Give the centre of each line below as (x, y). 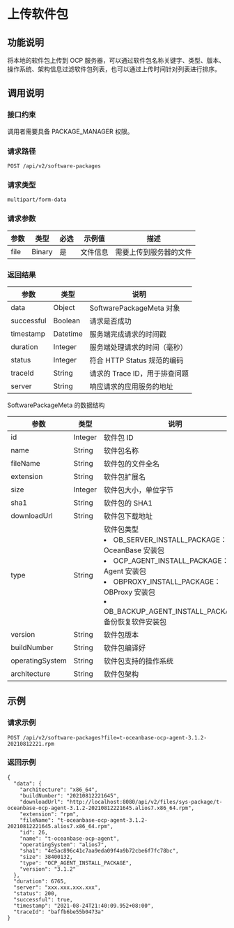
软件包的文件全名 (132, 464)
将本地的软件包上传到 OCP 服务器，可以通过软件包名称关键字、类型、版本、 (116, 60)
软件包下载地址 (128, 516)
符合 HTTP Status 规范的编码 (136, 360)
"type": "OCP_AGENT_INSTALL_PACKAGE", (76, 863)
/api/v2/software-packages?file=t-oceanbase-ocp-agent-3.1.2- (115, 737)
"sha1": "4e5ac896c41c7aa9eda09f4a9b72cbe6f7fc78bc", (99, 850)
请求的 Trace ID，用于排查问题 (139, 373)
